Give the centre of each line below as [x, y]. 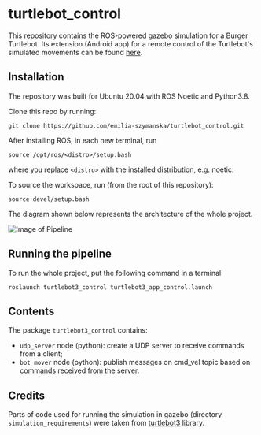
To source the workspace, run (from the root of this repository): [111, 184]
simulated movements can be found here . [75, 52]
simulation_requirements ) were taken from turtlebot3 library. [107, 423]
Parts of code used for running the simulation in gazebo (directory [115, 415]
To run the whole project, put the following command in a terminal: [116, 273]
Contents [31, 311]
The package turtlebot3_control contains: [78, 330]
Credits [27, 395]
